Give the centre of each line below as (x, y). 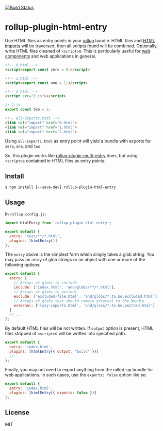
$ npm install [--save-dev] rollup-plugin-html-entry (61, 187)
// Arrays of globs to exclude (45, 292)
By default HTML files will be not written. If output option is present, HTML (79, 328)
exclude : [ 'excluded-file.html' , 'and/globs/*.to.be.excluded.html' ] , (87, 296)
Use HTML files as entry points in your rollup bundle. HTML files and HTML (80, 40)
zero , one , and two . (24, 146)
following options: (23, 265)
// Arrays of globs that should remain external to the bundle (79, 301)
